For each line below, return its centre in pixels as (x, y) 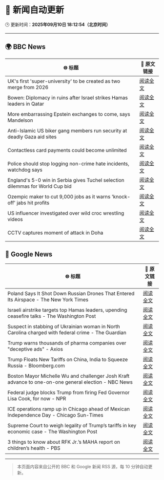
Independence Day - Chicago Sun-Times (55, 415)
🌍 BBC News (25, 47)
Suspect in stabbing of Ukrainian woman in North (64, 327)
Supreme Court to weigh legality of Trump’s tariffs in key (72, 425)
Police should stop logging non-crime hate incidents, (68, 163)
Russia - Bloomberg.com (36, 366)
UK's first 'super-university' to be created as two (64, 81)
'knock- (121, 196)
